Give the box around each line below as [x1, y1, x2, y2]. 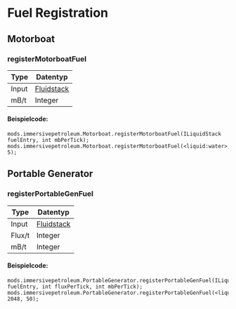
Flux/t [11, 230, 30, 240]
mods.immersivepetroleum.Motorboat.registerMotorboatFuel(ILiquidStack [7, 131, 221, 138]
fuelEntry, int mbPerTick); [7, 137, 90, 144]
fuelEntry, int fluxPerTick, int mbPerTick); [7, 283, 143, 290]
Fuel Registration [7, 5, 109, 21]
